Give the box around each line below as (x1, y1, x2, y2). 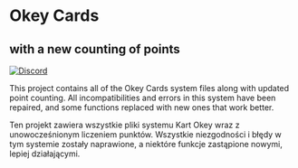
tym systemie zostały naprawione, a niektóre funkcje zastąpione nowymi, (9, 139, 284, 149)
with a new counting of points (9, 42, 181, 57)
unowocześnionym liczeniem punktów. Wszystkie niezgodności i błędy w (9, 129, 283, 140)
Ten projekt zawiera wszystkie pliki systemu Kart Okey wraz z (9, 119, 240, 130)
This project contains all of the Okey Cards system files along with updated (9, 83, 290, 93)
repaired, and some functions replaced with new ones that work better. (9, 102, 274, 113)
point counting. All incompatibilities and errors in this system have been (9, 92, 276, 103)
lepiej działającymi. (9, 148, 81, 159)
